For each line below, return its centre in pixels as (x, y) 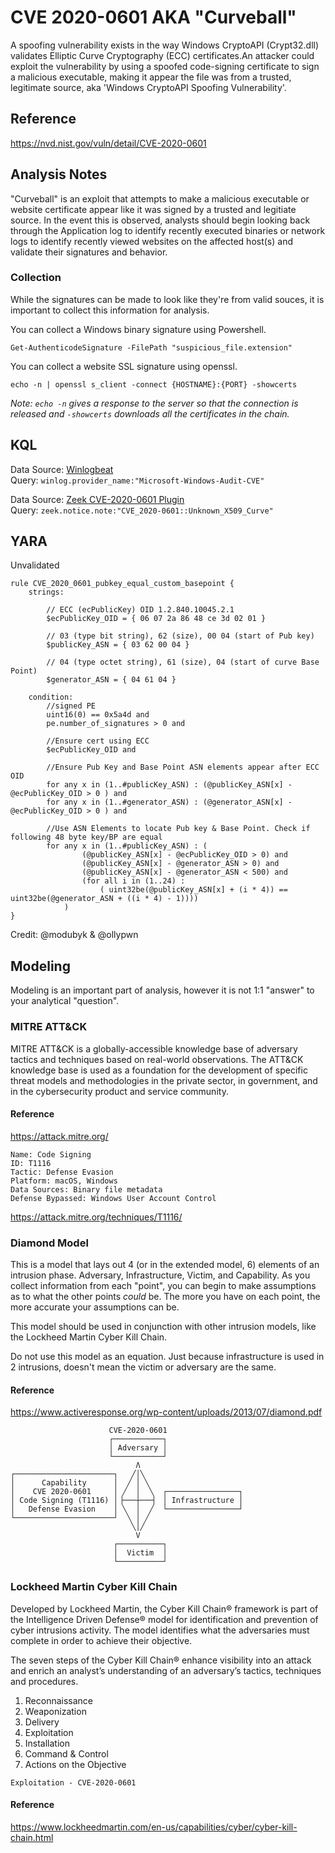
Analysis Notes (59, 174)
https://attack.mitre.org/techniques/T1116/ (96, 1217)
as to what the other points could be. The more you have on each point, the (165, 1297)
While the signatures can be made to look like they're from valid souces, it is (167, 299)
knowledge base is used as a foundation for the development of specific (159, 1070)
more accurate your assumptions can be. (95, 1307)
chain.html (32, 1837)
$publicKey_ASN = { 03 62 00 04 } (118, 645)
